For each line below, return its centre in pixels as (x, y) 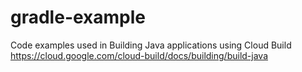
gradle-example (78, 17)
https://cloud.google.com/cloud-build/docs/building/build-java (139, 55)
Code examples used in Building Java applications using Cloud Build (151, 45)
